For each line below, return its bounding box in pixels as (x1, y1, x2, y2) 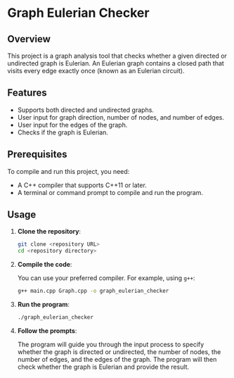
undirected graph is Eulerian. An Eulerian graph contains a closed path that (7, 59, 225, 68)
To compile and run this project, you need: (7, 167, 130, 175)
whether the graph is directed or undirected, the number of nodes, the (17, 347, 221, 356)
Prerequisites (7, 149, 67, 160)
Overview (7, 33, 51, 45)
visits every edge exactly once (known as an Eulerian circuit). (7, 67, 185, 75)
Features (7, 87, 47, 99)
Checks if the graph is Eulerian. (17, 128, 109, 137)
